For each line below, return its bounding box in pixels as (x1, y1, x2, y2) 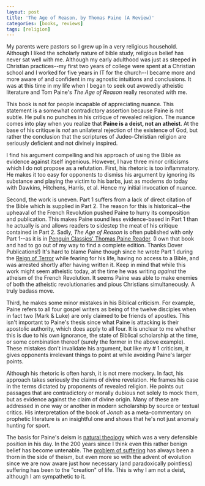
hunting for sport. (6, 422, 51, 430)
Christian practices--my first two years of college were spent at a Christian (6, 63, 196, 70)
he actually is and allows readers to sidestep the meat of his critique (6, 222, 179, 229)
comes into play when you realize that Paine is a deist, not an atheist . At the (6, 120, 199, 128)
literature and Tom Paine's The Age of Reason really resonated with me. (6, 88, 188, 96)
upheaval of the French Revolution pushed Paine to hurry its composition (6, 209, 190, 217)
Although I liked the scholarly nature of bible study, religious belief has (6, 50, 184, 57)
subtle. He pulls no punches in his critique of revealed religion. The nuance (6, 114, 195, 121)
